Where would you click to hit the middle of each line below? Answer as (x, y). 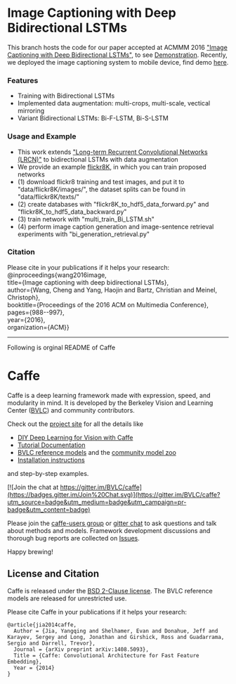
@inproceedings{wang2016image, (57, 275)
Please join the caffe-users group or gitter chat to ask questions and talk (112, 523)
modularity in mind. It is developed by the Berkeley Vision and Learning (110, 403)
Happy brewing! (31, 551)
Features (23, 80)
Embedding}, (25, 662)
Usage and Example (42, 136)
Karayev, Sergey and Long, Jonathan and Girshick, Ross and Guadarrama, (116, 637)
